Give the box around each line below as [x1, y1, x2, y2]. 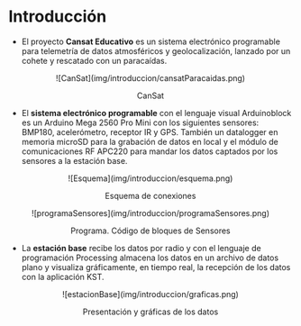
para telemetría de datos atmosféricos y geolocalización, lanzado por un [21, 45, 291, 56]
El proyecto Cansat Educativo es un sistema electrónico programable [21, 36, 281, 47]
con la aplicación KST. [21, 271, 105, 282]
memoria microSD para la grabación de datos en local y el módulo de [21, 136, 278, 147]
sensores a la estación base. [21, 155, 128, 166]
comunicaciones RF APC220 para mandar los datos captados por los [21, 146, 278, 157]
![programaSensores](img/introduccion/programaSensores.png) [31, 207, 270, 218]
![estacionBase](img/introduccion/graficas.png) [61, 288, 240, 299]
